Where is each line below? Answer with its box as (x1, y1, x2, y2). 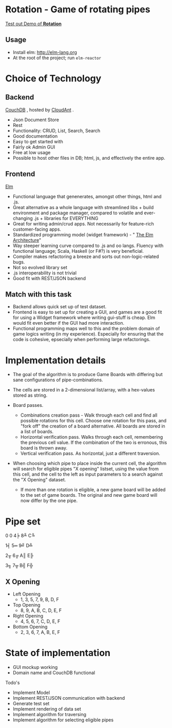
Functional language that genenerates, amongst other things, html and (12, 193, 162, 199)
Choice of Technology (5, 72, 102, 84)
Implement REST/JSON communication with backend (12, 695, 125, 701)
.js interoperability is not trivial (12, 270, 77, 276)
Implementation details (5, 354, 106, 366)
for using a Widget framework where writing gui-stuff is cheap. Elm (12, 314, 156, 321)
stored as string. (12, 392, 48, 399)
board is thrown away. (20, 445, 68, 451)
